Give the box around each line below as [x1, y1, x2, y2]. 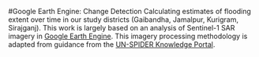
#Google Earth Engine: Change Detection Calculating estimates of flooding [8, 7, 251, 16]
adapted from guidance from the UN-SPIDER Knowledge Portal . [8, 40, 216, 49]
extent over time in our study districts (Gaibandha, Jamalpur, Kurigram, [8, 15, 239, 24]
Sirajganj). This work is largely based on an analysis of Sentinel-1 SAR [8, 23, 235, 32]
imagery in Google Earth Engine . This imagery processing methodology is [8, 31, 248, 41]
